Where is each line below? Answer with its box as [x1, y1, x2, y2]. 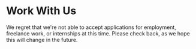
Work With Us [6, 4, 77, 18]
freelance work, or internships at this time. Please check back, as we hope [6, 30, 190, 37]
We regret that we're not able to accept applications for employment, [6, 24, 177, 31]
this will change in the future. [6, 36, 78, 43]
